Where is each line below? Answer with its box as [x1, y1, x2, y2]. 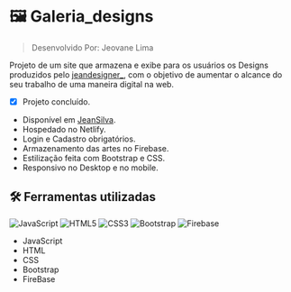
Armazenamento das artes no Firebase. [22, 143, 169, 153]
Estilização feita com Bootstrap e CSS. [22, 153, 165, 163]
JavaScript [22, 235, 63, 246]
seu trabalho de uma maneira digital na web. [9, 78, 174, 89]
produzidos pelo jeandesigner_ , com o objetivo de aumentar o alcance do [9, 68, 283, 80]
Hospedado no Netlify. [22, 124, 106, 134]
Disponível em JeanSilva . [22, 114, 116, 125]
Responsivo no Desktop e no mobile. [22, 162, 159, 173]
